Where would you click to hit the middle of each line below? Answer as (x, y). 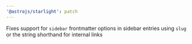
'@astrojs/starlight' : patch (42, 11)
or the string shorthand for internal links (54, 34)
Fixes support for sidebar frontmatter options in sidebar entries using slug (96, 28)
